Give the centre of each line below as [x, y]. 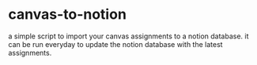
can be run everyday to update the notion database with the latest [115, 44]
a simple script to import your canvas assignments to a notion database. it [128, 36]
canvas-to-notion [67, 14]
